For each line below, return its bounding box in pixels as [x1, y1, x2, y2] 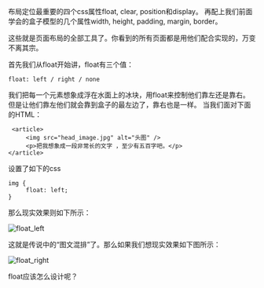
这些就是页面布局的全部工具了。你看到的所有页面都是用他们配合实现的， [8, 34, 242, 42]
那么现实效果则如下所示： [8, 208, 91, 217]
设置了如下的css [8, 164, 61, 173]
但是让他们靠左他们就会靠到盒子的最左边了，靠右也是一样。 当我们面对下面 [8, 100, 251, 109]
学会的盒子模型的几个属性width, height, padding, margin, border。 [8, 16, 222, 26]
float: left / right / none [8, 75, 101, 83]
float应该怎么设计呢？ [8, 272, 79, 281]
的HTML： [8, 110, 42, 119]
